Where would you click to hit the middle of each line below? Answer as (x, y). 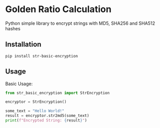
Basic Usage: (19, 84)
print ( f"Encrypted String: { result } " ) (46, 120)
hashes (13, 28)
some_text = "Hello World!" (35, 111)
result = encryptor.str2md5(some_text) (47, 116)
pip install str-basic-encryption (42, 56)
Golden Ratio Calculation (58, 9)
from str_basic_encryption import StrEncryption (57, 93)
